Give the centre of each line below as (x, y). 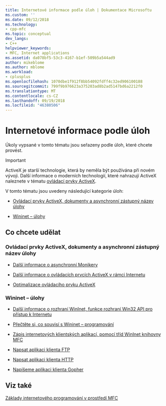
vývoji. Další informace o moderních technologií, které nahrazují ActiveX (81, 176)
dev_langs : (17, 39)
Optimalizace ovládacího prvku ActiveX (54, 285)
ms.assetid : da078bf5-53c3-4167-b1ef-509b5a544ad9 (60, 58)
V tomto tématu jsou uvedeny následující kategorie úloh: (64, 191)
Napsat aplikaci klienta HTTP (43, 360)
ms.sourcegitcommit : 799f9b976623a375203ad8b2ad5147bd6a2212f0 (74, 86)
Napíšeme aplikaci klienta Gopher (48, 370)
